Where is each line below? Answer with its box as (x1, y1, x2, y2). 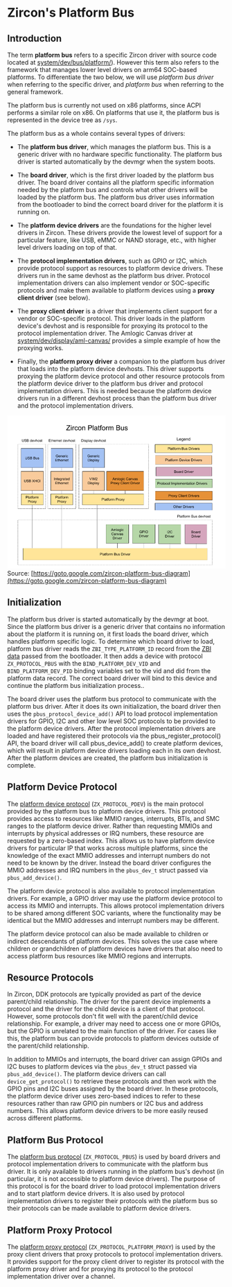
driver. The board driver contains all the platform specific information (17, 178, 215, 187)
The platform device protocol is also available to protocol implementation (7, 886, 215, 895)
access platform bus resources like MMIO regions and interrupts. (7, 951, 193, 960)
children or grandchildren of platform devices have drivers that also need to (7, 944, 223, 953)
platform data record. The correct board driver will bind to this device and (7, 674, 217, 682)
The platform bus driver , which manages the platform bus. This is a (17, 143, 211, 150)
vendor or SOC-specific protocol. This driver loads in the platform (17, 314, 206, 322)
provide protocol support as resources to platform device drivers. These (17, 264, 224, 272)
